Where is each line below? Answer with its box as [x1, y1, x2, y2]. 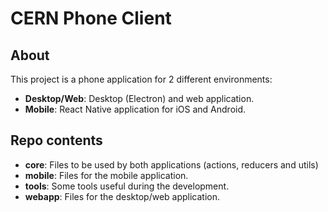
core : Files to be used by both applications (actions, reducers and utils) [24, 158, 319, 171]
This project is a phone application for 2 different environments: [10, 73, 273, 85]
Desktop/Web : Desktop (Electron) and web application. [24, 93, 255, 104]
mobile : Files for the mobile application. [24, 169, 189, 181]
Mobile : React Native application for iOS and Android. [24, 103, 247, 115]
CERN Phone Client [10, 7, 172, 30]
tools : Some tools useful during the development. [24, 180, 230, 192]
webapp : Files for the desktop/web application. [24, 190, 221, 202]
